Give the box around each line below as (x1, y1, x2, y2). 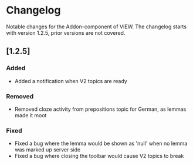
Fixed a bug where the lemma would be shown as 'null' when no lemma (14, 140, 188, 147)
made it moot (14, 111, 47, 118)
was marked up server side (14, 146, 81, 153)
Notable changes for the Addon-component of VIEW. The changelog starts (6, 23, 187, 30)
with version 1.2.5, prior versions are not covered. (6, 29, 126, 36)
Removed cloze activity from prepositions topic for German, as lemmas (14, 105, 187, 113)
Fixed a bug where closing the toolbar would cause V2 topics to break (14, 153, 184, 160)
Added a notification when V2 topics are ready (14, 77, 127, 84)
